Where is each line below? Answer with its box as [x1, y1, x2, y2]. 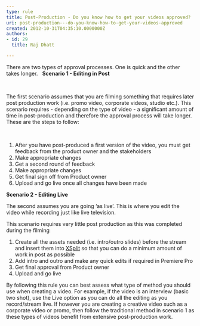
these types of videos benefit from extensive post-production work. [6, 313, 173, 320]
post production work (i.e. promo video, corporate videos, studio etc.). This [6, 99, 192, 106]
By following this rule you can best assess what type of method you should [6, 281, 191, 288]
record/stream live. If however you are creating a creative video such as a [6, 300, 187, 308]
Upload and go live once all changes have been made [14, 179, 147, 187]
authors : [6, 31, 28, 37]
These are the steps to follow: [6, 118, 79, 125]
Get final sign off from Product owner [14, 173, 107, 180]
